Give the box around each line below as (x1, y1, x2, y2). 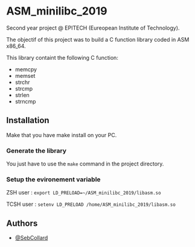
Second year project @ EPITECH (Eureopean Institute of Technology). (6, 24, 180, 31)
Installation (6, 115, 50, 126)
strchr (14, 79, 30, 86)
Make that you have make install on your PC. (6, 131, 117, 138)
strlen (14, 91, 30, 98)
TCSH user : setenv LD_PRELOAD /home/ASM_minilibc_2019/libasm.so (6, 200, 176, 208)
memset (14, 72, 36, 79)
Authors (6, 218, 38, 228)
